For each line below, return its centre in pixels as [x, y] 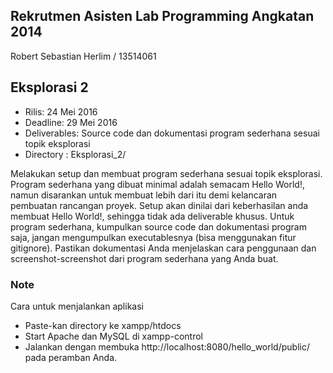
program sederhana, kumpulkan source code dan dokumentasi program [158, 226]
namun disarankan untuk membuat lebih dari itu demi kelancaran [144, 195]
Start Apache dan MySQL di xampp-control [113, 336]
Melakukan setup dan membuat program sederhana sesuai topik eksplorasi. [166, 173]
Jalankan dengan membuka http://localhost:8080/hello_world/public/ [167, 346]
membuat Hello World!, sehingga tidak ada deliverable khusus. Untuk [152, 216]
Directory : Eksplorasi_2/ [75, 154]
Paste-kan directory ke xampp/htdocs [103, 325]
